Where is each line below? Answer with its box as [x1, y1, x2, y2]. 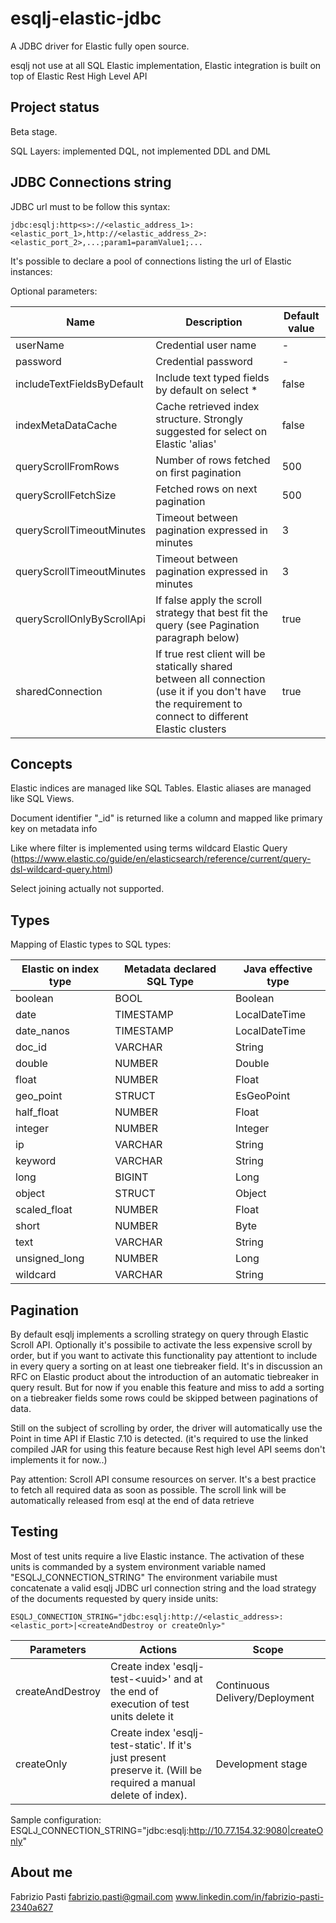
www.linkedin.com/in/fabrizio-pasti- [175, 1890, 325, 1902]
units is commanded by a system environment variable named [10, 1560, 267, 1572]
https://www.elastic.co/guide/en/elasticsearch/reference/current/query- [13, 853, 312, 865]
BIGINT [114, 1170, 149, 1184]
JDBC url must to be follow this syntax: [10, 200, 171, 212]
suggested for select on [155, 424, 268, 438]
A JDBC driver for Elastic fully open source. [10, 40, 190, 52]
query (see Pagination [155, 618, 260, 632]
